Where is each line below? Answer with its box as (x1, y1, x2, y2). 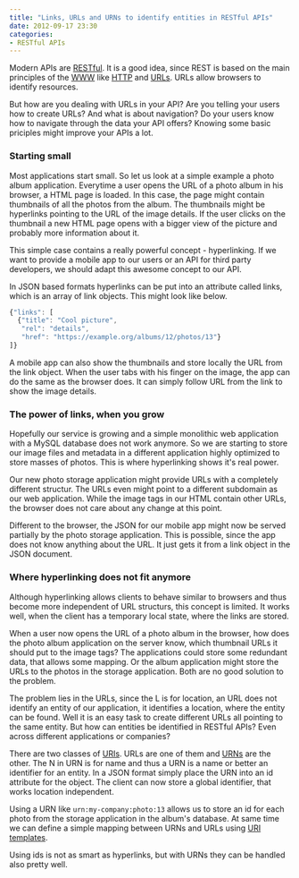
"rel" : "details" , (21, 324, 90, 334)
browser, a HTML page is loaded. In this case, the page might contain (9, 189, 265, 200)
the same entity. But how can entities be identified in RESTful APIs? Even (9, 721, 277, 732)
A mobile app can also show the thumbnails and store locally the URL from (9, 357, 283, 368)
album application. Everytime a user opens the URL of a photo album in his (9, 180, 284, 191)
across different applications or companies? (9, 730, 171, 741)
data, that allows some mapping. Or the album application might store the (9, 656, 279, 667)
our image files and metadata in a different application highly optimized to (9, 448, 280, 458)
